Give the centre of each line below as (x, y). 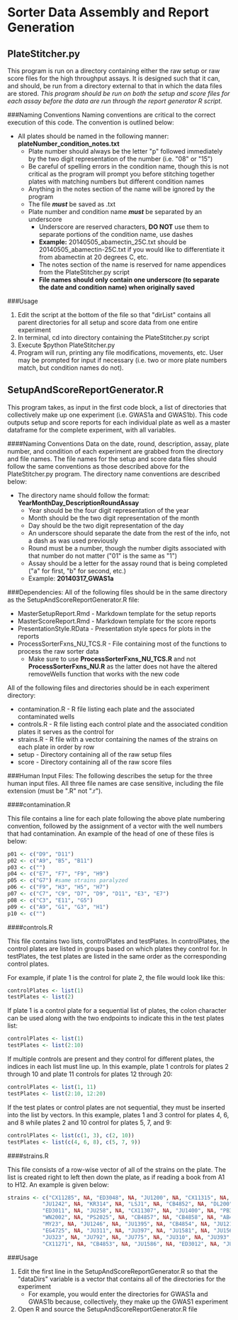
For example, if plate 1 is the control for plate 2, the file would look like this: (116, 977)
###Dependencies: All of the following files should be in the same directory (118, 592)
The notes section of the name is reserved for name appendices (132, 265)
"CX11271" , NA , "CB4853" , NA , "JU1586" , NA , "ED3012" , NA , (131, 1244)
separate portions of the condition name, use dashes (116, 234)
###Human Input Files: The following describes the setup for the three (110, 775)
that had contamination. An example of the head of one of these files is (111, 834)
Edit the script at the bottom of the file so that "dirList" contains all (114, 315)
